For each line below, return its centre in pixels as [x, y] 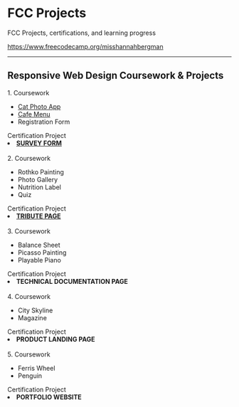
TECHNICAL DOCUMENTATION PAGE [72, 281]
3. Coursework [29, 231]
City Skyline [35, 310]
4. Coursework [29, 296]
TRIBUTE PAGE [39, 216]
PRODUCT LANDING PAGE [56, 339]
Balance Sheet [39, 245]
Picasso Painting [42, 252]
